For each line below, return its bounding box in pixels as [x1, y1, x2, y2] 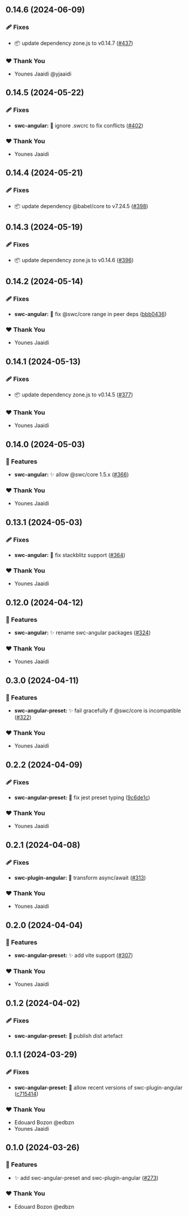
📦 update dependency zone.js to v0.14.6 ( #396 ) [14, 257, 134, 264]
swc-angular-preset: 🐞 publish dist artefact [14, 1032, 123, 1039]
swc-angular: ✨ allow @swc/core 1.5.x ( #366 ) [14, 471, 129, 478]
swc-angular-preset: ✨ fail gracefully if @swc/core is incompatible [14, 707, 181, 714]
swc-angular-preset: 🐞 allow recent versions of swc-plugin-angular [14, 1083, 183, 1091]
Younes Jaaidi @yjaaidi [14, 70, 72, 77]
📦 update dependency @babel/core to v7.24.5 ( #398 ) [14, 202, 148, 209]
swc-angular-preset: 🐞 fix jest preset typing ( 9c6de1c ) [14, 794, 151, 801]
